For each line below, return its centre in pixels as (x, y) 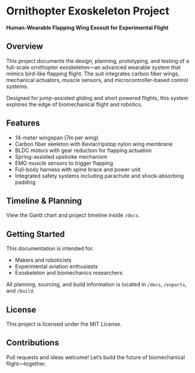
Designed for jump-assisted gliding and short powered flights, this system (97, 98)
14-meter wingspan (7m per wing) (57, 137)
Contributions (33, 343)
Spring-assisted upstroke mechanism (61, 156)
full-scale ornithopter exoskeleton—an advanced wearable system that (94, 67)
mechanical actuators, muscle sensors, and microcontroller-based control (97, 80)
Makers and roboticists (43, 260)
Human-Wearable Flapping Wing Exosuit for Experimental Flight (87, 28)
